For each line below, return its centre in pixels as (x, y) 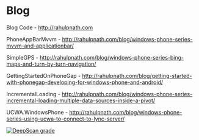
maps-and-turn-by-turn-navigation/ (51, 64)
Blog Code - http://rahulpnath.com (50, 27)
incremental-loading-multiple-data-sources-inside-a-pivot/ (81, 100)
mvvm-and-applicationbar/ (40, 46)
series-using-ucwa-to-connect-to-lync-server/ (66, 119)
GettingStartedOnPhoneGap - (44, 75)
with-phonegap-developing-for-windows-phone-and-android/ (85, 82)
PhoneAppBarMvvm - (34, 39)
